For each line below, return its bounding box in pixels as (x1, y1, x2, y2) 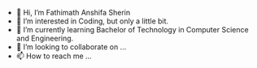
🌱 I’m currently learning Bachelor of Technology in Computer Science (15, 25, 250, 34)
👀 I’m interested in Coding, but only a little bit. (15, 16, 169, 26)
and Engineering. (15, 33, 74, 43)
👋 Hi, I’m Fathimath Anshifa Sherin (15, 8, 131, 17)
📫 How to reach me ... (15, 51, 92, 61)
